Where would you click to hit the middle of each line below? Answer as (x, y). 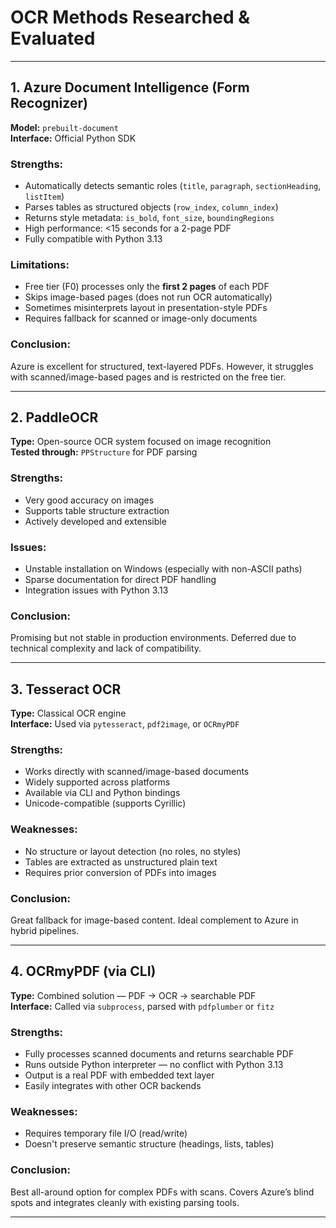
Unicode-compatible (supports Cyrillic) (105, 803)
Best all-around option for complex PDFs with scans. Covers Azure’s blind (162, 1192)
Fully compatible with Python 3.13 (93, 239)
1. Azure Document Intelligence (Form (130, 87)
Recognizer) (49, 103)
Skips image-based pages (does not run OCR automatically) (148, 297)
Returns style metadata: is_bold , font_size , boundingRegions (149, 218)
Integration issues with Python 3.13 (96, 590)
